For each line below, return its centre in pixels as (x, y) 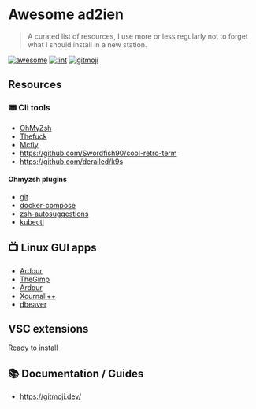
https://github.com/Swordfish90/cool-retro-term (98, 153)
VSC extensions (48, 329)
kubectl (32, 221)
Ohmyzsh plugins (37, 180)
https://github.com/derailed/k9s (71, 161)
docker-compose (48, 205)
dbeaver (33, 304)
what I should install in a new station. (87, 44)
